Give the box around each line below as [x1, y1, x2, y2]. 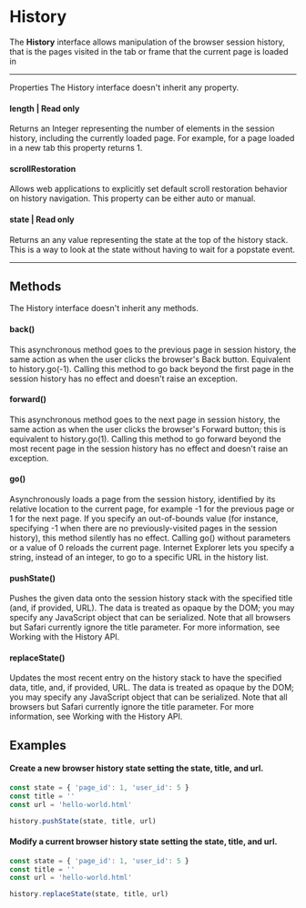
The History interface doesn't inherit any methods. [9, 303, 199, 314]
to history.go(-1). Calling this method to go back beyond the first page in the [9, 363, 294, 374]
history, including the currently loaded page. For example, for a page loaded [9, 133, 295, 144]
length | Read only [9, 103, 80, 114]
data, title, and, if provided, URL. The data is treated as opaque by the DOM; [9, 682, 294, 693]
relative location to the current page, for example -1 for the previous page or [9, 503, 295, 514]
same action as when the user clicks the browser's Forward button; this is [9, 423, 287, 434]
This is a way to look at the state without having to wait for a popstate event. [9, 244, 296, 255]
